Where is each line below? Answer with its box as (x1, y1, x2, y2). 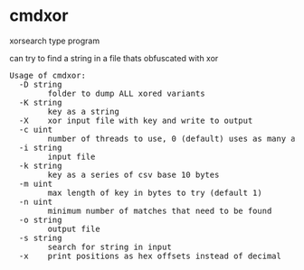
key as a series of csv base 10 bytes (47, 169, 220, 180)
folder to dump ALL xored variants (47, 88, 205, 98)
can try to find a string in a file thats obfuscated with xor (9, 52, 219, 63)
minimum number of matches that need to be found (47, 205, 272, 216)
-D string (18, 79, 62, 89)
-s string (18, 232, 62, 243)
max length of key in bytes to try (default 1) (47, 187, 262, 198)
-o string (18, 214, 62, 225)
